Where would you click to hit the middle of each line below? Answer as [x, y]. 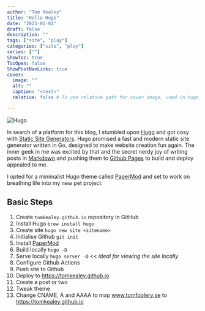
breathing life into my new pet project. [55, 183]
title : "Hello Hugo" [33, 18]
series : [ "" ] [24, 52]
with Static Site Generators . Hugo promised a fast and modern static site [98, 138]
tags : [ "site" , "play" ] [37, 40]
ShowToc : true [25, 58]
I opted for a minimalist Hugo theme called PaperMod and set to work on [99, 176]
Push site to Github [40, 269]
